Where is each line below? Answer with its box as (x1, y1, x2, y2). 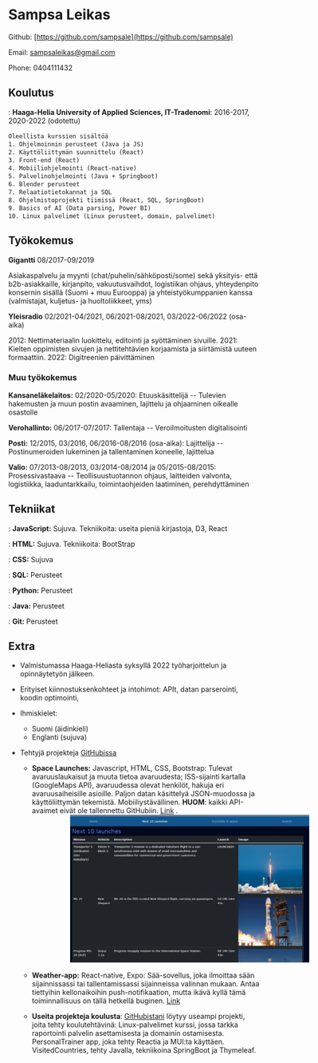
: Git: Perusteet (8, 617, 58, 626)
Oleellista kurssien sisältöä (8, 132, 109, 141)
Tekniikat (8, 502, 56, 516)
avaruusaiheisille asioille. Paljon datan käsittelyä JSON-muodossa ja (31, 789, 255, 799)
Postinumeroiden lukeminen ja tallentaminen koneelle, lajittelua (8, 446, 214, 456)
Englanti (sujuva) (31, 732, 88, 742)
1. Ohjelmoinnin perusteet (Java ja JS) (8, 140, 145, 149)
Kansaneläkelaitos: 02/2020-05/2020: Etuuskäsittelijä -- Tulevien (8, 390, 226, 400)
